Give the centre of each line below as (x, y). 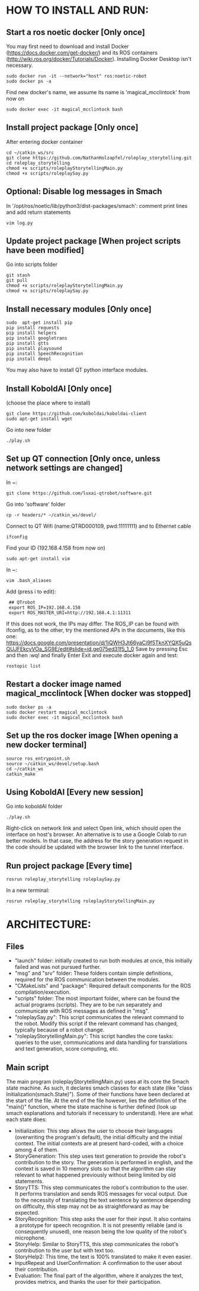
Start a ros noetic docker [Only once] (76, 32)
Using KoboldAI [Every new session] (75, 792)
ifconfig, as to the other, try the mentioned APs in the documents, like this (96, 630)
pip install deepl (29, 359)
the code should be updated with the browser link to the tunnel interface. (95, 847)
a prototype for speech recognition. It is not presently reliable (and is (98, 1225)
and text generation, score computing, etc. (67, 1049)
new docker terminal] (46, 745)
